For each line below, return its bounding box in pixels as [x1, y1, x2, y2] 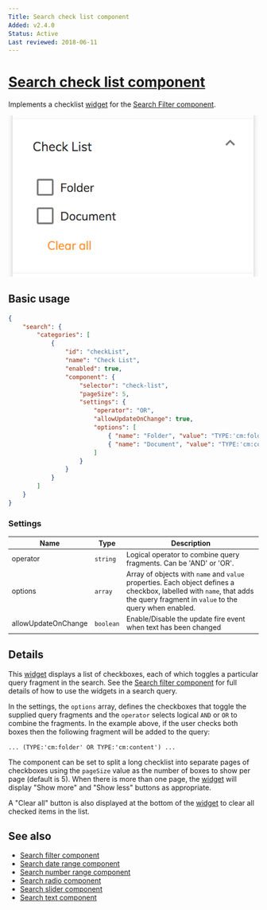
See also [8, 830, 52, 843]
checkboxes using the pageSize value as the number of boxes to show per [8, 765, 250, 775]
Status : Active [8, 29, 59, 37]
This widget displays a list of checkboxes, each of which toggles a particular [8, 669, 259, 678]
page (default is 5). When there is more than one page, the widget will [8, 774, 237, 783]
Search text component [19, 892, 97, 903]
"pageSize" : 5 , [79, 390, 130, 398]
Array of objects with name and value [126, 569, 245, 579]
